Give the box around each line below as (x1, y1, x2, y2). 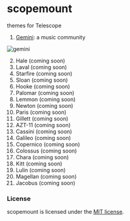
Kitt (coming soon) (15, 160, 63, 167)
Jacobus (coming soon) (15, 179, 75, 186)
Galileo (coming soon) (15, 134, 72, 141)
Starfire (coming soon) (15, 70, 72, 77)
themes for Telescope (7, 22, 62, 29)
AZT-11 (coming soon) (15, 121, 71, 128)
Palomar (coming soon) (15, 89, 75, 96)
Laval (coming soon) (15, 63, 67, 71)
